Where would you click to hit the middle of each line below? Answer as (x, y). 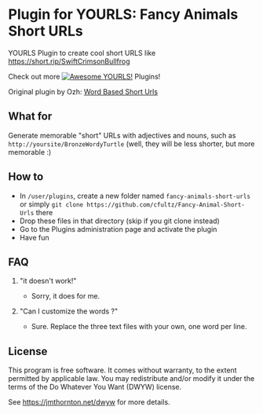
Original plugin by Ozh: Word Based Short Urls (83, 91)
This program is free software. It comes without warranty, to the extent (122, 370)
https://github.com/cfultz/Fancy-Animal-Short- (166, 205)
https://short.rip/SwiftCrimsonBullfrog (69, 61)
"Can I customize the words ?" (69, 311)
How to (26, 177)
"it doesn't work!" (48, 281)
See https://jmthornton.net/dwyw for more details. (89, 402)
